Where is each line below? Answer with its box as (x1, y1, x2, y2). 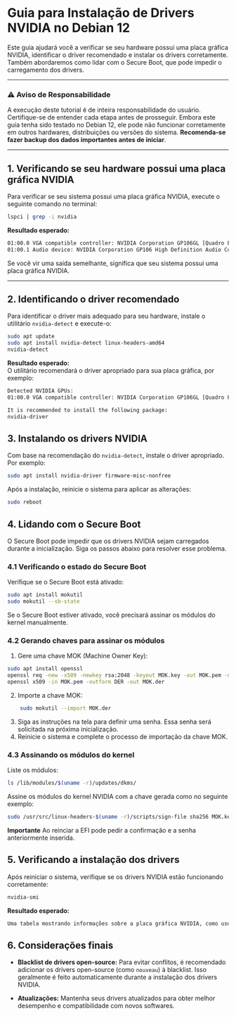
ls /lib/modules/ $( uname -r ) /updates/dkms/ (7, 779, 137, 787)
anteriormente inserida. (7, 833, 75, 842)
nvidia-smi (7, 893, 39, 901)
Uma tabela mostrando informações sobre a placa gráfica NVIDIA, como (7, 920, 218, 927)
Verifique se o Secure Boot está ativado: (7, 578, 124, 587)
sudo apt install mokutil (7, 591, 83, 599)
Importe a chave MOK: (17, 691, 83, 699)
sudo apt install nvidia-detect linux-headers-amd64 (7, 340, 165, 347)
